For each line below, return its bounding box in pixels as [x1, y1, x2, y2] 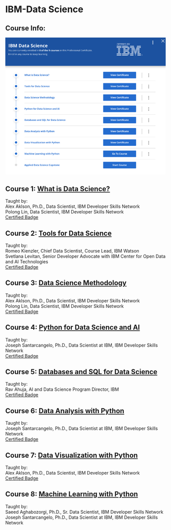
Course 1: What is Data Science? [5, 184, 110, 193]
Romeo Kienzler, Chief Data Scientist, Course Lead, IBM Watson [5, 247, 139, 254]
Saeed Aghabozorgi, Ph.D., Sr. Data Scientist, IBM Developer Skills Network [5, 509, 164, 515]
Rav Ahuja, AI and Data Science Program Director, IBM [5, 386, 119, 392]
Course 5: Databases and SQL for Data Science [5, 367, 158, 376]
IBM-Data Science [5, 4, 83, 15]
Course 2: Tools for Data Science [5, 229, 112, 237]
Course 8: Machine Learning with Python [5, 490, 138, 498]
